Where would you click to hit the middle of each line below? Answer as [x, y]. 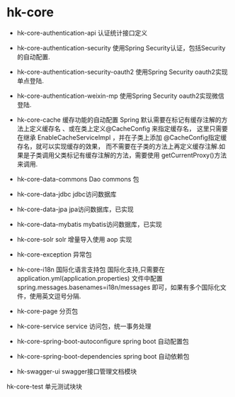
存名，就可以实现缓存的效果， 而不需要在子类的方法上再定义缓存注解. [118, 146]
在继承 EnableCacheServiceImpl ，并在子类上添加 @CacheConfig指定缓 [122, 137]
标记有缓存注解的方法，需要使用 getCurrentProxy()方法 [147, 155]
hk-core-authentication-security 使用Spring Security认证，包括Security [121, 47]
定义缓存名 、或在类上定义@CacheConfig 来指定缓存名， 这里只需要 [128, 128]
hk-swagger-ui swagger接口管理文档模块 [77, 371]
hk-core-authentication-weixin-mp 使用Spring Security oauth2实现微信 [120, 96]
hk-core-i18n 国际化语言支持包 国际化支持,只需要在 [91, 269]
